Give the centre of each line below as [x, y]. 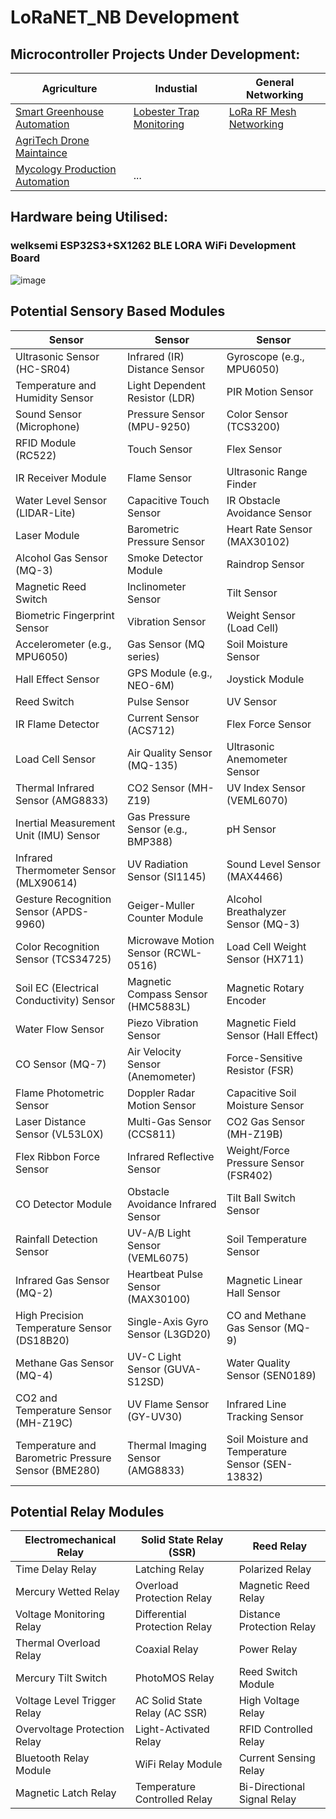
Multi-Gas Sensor [169, 1121]
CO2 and [36, 1398]
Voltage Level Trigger [66, 1701]
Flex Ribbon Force [58, 1156]
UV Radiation [157, 864]
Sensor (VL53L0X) [60, 1134]
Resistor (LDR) [161, 398]
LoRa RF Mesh [262, 111]
